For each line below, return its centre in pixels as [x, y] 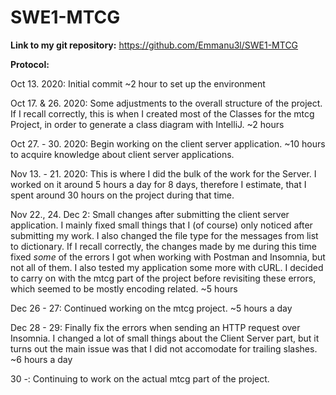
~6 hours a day [41, 359]
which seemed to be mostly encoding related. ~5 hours [124, 288]
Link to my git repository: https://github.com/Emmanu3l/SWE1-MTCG [154, 45]
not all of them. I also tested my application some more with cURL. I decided [167, 267]
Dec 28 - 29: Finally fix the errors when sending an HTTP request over [155, 327]
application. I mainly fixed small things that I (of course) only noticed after [161, 225]
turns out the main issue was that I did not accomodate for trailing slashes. [164, 348]
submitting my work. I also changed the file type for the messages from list [164, 235]
